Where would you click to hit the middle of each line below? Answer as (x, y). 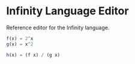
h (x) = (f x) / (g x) (33, 55)
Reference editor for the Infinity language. (58, 28)
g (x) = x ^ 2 (20, 44)
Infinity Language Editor (67, 11)
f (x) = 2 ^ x (20, 38)
